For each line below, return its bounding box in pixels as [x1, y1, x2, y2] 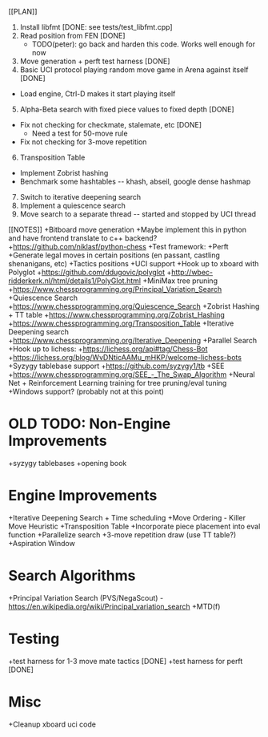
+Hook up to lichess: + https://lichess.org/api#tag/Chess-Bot [8, 344, 208, 354]
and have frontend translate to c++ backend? [8, 233, 158, 243]
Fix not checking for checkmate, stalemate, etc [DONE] [19, 120, 202, 129]
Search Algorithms [8, 567, 136, 585]
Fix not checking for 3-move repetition [19, 137, 147, 147]
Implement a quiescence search [19, 200, 126, 210]
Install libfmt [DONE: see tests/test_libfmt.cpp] [19, 22, 174, 31]
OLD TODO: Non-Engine [8, 415, 171, 433]
